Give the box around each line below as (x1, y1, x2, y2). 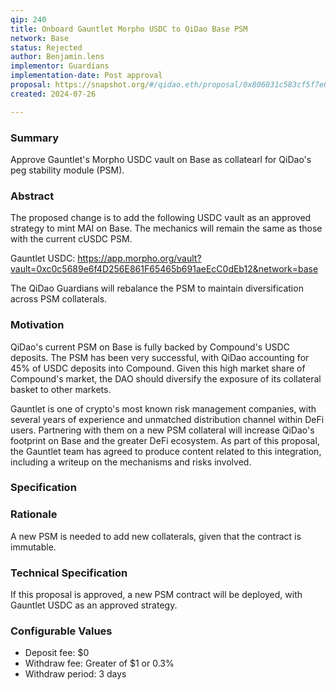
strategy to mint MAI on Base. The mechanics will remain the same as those (10, 222, 323, 235)
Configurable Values (10, 624, 113, 638)
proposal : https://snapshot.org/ (10, 80, 150, 90)
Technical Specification (10, 566, 128, 580)
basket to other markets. (10, 383, 112, 395)
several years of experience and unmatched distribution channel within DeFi (10, 413, 325, 425)
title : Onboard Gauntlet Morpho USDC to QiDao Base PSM (10, 24, 248, 34)
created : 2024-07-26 (10, 89, 97, 99)
